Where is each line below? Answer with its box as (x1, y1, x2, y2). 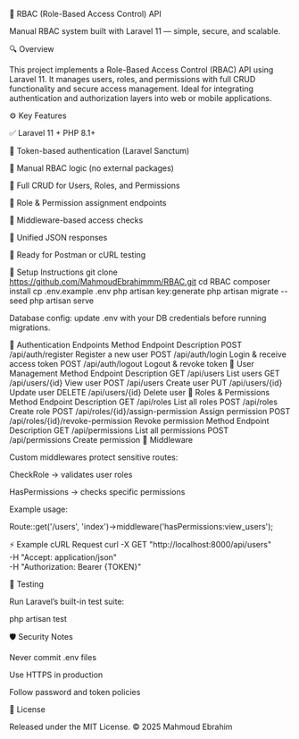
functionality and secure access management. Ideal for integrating (9, 83, 254, 94)
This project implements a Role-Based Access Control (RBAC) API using (9, 64, 274, 75)
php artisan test (9, 614, 67, 624)
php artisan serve (29, 295, 95, 306)
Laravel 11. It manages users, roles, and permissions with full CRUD (9, 74, 256, 84)
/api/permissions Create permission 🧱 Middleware (9, 435, 194, 445)
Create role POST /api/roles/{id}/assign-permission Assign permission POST (9, 406, 291, 416)
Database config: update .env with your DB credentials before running (9, 313, 267, 323)
